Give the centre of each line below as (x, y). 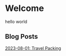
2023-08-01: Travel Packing (33, 48)
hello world (16, 22)
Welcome (25, 8)
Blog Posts (22, 37)
